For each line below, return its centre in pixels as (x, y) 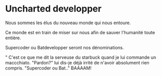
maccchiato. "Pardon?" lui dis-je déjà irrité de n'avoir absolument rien (77, 62)
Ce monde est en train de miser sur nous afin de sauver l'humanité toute (80, 32)
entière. (13, 38)
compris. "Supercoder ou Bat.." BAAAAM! (48, 68)
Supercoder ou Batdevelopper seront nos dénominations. (65, 47)
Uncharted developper (53, 9)
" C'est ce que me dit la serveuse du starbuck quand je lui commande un (81, 57)
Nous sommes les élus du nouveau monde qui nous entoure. (68, 23)
